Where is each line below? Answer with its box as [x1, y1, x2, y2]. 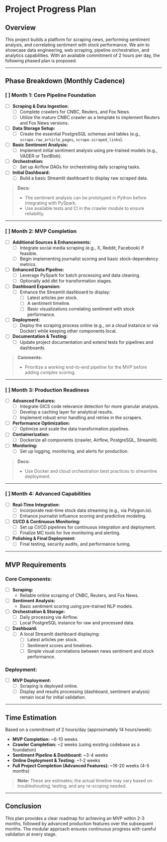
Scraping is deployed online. [19, 683, 79, 689]
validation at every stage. [5, 831, 57, 837]
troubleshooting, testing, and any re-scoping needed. [17, 783, 127, 789]
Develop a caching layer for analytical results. [19, 409, 113, 415]
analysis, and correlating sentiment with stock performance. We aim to [5, 42, 150, 48]
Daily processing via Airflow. [19, 614, 79, 620]
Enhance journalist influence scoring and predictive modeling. [19, 513, 147, 519]
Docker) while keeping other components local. [19, 328, 117, 334]
